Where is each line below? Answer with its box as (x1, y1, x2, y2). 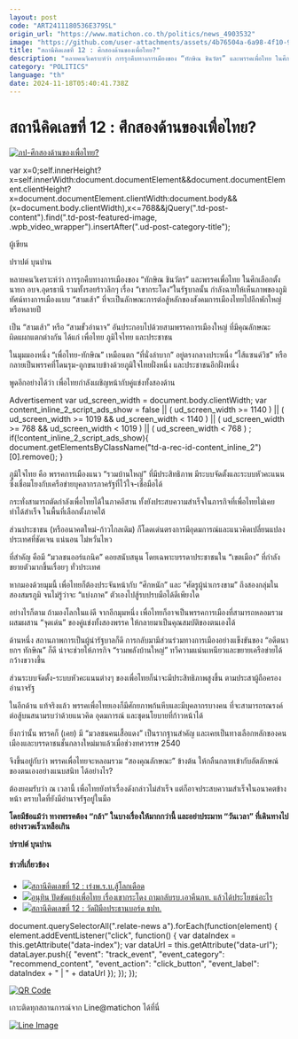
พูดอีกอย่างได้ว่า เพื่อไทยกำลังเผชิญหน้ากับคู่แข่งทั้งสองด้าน (9, 377, 176, 387)
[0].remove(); (9, 451, 58, 462)
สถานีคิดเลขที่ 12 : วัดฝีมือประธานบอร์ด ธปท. (30, 902, 162, 913)
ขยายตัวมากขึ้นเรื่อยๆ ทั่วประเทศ (9, 561, 101, 572)
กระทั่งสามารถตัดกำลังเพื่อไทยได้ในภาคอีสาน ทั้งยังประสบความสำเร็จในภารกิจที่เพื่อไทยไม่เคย (9, 496, 275, 506)
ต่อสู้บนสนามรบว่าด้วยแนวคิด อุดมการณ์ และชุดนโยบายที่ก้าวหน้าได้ (9, 710, 204, 721)
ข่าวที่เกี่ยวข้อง (9, 859, 50, 870)
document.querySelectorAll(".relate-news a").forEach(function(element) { (9, 920, 278, 931)
